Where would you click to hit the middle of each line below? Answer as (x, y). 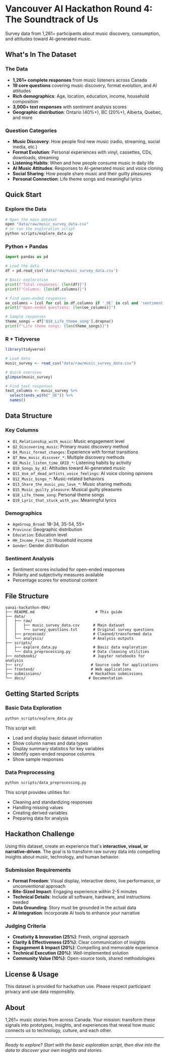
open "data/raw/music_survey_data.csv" (47, 224)
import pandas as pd (27, 257)
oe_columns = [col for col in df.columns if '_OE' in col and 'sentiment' (85, 303)
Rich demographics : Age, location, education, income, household (81, 96)
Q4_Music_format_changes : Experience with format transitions (75, 452)
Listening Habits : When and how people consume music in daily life (83, 163)
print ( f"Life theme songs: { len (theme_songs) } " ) (57, 326)
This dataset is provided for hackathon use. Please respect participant (78, 986)
